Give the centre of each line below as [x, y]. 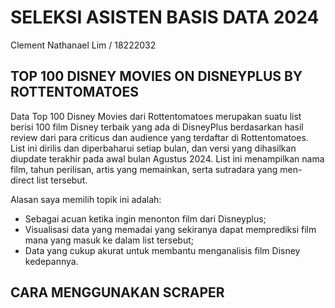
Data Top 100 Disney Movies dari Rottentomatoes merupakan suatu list [156, 116]
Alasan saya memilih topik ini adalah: [86, 199]
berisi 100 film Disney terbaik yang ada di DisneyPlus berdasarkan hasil [157, 127]
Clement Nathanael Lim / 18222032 [83, 45]
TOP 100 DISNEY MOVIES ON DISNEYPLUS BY [156, 76]
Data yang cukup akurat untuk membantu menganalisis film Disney [162, 250]
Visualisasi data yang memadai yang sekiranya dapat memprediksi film [170, 229]
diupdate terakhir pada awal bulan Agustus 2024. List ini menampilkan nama [167, 158]
